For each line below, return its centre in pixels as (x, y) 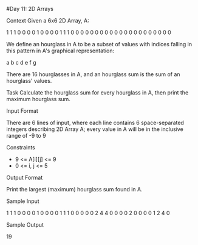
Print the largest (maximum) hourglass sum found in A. (74, 189)
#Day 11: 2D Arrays (30, 9)
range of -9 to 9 (26, 136)
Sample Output (25, 225)
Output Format (25, 177)
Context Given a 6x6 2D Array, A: (48, 20)
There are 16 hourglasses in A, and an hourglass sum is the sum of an (93, 74)
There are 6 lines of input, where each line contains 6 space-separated (95, 122)
